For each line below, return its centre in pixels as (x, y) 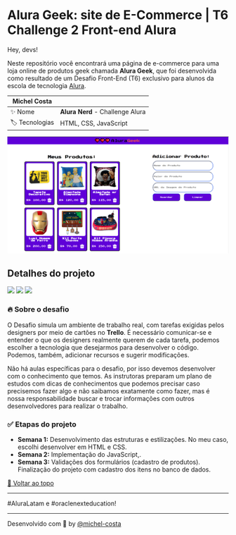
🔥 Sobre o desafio (38, 309)
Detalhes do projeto (51, 273)
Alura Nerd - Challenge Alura (103, 112)
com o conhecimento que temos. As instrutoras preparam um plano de (110, 376)
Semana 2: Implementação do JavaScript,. (79, 454)
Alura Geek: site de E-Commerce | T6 (118, 15)
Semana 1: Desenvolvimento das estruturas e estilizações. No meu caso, (123, 439)
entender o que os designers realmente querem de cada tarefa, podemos (113, 340)
